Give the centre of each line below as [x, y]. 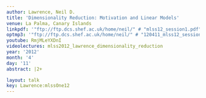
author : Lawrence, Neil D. [41, 12]
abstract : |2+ [25, 69]
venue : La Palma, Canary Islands [49, 23]
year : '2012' [23, 52]
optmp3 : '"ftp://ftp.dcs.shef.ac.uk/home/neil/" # [72, 35]
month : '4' [20, 58]
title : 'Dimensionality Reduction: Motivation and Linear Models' [93, 18]
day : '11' [19, 63]
